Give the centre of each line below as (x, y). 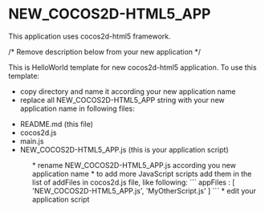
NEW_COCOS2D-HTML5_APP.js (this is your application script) (124, 149)
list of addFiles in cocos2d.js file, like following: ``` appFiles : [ (133, 182)
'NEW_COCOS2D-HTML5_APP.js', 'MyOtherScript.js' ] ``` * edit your (144, 190)
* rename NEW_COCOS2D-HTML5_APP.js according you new (134, 165)
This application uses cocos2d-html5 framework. (90, 36)
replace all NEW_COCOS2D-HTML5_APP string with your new (122, 100)
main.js (32, 141)
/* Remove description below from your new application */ (105, 51)
